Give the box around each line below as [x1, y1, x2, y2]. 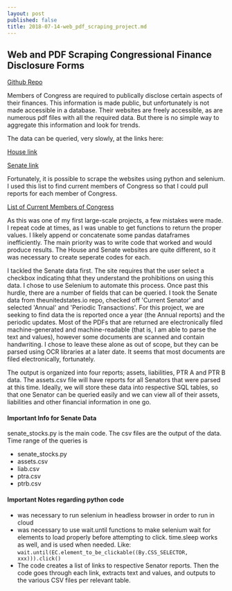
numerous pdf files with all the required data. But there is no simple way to [7, 114, 220, 122]
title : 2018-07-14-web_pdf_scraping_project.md [7, 23, 148, 30]
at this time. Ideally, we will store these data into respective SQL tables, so [7, 383, 219, 392]
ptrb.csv [17, 479, 42, 488]
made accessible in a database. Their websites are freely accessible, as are [7, 106, 223, 114]
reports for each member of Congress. [7, 189, 118, 198]
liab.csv [17, 465, 40, 473]
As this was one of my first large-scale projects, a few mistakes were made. [7, 216, 224, 225]
